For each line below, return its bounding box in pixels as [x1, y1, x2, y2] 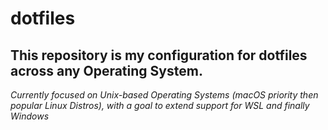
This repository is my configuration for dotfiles [10, 47, 308, 64]
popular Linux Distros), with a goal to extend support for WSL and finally [10, 100, 310, 111]
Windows [10, 110, 50, 122]
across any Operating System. [10, 62, 203, 79]
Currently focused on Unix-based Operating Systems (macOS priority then [10, 89, 319, 101]
